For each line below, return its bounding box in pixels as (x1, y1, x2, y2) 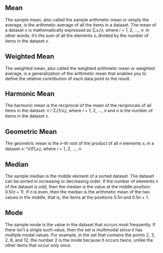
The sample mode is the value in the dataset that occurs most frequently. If (5, 221, 156, 227)
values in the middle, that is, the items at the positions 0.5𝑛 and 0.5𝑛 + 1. (5, 194, 149, 201)
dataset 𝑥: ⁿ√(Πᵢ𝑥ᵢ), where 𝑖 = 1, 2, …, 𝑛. (5, 146, 83, 152)
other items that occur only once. (5, 242, 72, 248)
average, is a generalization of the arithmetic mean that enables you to (5, 70, 147, 76)
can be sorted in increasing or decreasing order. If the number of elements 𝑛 (5, 178, 158, 184)
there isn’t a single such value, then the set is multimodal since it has (5, 227, 143, 233)
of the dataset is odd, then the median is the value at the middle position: (5, 184, 151, 190)
